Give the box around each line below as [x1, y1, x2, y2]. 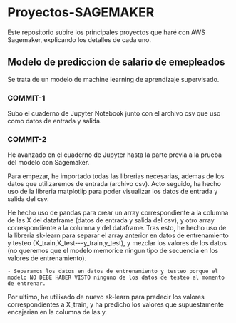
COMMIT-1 [7, 93, 46, 103]
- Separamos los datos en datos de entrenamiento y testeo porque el [7, 268, 219, 275]
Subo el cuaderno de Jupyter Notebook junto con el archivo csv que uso [7, 109, 221, 118]
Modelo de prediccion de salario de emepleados [7, 56, 225, 68]
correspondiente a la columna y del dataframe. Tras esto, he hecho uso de [7, 224, 227, 232]
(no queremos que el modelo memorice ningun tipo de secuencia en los [7, 247, 219, 255]
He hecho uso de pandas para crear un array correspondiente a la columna [7, 208, 229, 217]
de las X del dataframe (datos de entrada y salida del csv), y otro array [7, 216, 215, 225]
